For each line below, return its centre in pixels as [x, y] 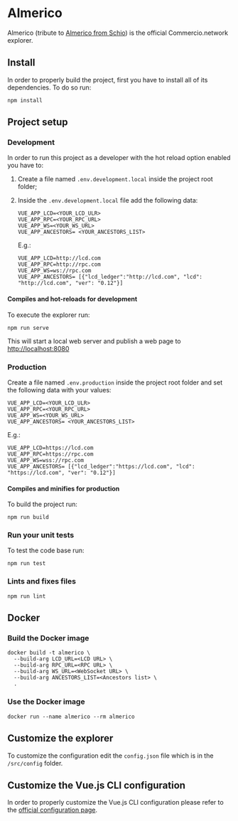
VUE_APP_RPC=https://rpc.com [50, 454]
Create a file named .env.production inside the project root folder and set [115, 382]
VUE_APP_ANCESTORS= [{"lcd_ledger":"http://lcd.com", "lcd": [110, 277]
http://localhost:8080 [38, 348]
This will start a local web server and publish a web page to [94, 341]
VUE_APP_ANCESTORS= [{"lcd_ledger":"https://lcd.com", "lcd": [101, 466]
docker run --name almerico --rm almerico [71, 717]
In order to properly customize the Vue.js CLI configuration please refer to [115, 803]
